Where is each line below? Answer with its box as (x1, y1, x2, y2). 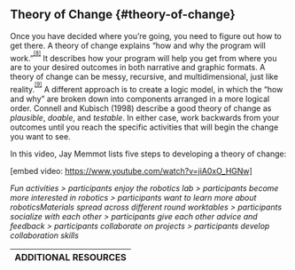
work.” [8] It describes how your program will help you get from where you (10, 49, 277, 63)
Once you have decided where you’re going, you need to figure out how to (10, 30, 282, 41)
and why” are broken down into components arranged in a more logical (10, 93, 270, 104)
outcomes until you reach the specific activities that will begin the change (10, 122, 279, 132)
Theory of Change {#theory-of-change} (10, 7, 236, 22)
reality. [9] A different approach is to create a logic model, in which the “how (10, 81, 283, 94)
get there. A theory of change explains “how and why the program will (10, 40, 267, 51)
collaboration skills (10, 230, 79, 241)
